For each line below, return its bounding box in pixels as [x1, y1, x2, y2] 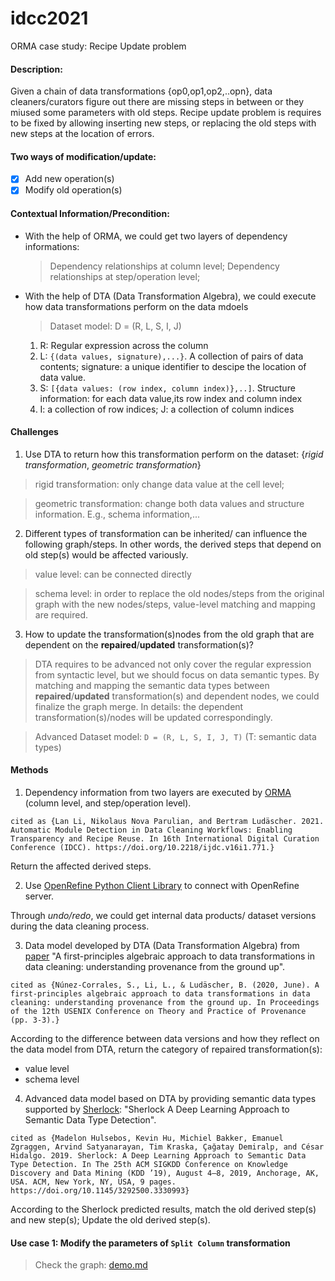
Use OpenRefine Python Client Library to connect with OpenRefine [24, 880, 300, 892]
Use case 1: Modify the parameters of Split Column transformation [10, 1237, 291, 1249]
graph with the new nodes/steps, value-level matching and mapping [34, 598, 316, 610]
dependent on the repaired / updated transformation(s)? [24, 638, 254, 651]
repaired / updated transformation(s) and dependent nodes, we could [34, 690, 320, 702]
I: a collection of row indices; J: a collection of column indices [39, 403, 295, 415]
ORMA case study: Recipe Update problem [10, 40, 187, 52]
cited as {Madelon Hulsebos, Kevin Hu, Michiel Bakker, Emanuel [10, 1133, 284, 1144]
